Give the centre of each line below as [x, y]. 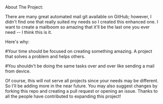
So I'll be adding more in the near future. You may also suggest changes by [81, 86]
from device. [18, 71]
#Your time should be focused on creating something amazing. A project [79, 51]
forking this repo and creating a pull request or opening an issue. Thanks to [81, 91]
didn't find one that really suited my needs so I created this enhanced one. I [82, 22]
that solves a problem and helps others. [45, 56]
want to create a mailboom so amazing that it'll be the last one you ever [78, 27]
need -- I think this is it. [29, 32]
